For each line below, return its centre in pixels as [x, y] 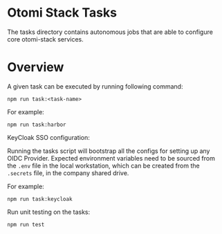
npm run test [26, 224]
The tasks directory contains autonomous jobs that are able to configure [110, 32]
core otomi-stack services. [46, 39]
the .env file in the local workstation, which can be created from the [103, 165]
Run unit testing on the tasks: [49, 212]
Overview [36, 67]
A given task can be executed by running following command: [95, 86]
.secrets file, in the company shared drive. [68, 173]
